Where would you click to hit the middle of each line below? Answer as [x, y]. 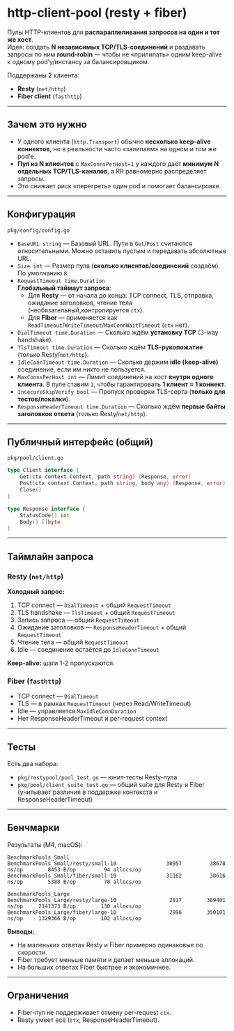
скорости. [32, 952]
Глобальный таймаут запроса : [64, 288]
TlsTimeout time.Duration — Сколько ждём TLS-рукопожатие [110, 347]
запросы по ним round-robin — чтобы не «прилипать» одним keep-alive [115, 54]
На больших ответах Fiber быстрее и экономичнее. [94, 967]
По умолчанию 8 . [43, 273]
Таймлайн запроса [50, 557]
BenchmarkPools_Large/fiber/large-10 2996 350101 [117, 912]
